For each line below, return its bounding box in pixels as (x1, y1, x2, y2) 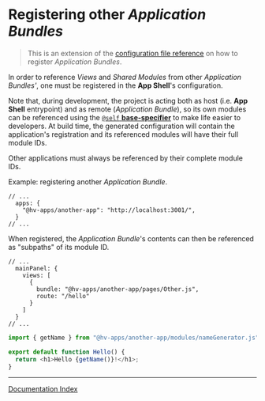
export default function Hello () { (8, 348, 125, 356)
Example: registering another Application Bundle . (8, 176, 168, 187)
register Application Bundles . (27, 57, 122, 66)
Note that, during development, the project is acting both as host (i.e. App (8, 96, 248, 105)
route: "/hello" (36, 292, 90, 300)
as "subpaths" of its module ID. (8, 242, 110, 252)
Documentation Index (8, 384, 78, 394)
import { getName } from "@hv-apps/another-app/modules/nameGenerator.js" (8, 334, 259, 342)
